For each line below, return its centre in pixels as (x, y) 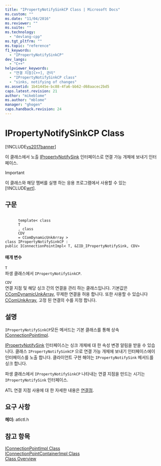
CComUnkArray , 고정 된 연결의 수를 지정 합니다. (51, 300)
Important (15, 172)
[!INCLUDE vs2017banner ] (31, 147)
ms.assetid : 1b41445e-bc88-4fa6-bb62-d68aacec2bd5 (57, 86)
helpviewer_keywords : (27, 69)
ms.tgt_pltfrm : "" (24, 41)
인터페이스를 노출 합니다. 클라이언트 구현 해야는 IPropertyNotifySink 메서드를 (79, 357)
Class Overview (21, 459)
